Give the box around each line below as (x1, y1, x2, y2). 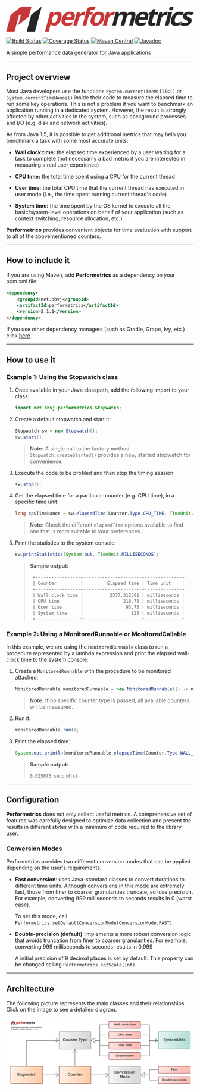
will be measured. (29, 703, 73, 711)
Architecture (6, 984, 55, 994)
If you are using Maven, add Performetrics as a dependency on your (6, 271, 176, 279)
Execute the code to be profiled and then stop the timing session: (14, 469, 176, 476)
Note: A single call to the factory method (29, 445, 130, 452)
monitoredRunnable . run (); (14, 727, 79, 733)
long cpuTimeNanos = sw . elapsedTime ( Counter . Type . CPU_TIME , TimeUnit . (14, 511, 194, 517)
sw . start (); (14, 434, 45, 440)
